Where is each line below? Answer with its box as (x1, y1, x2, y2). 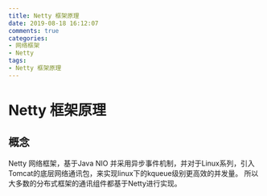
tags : (8, 57, 27, 65)
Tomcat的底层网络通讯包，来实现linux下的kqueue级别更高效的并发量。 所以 (8, 168, 259, 178)
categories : (8, 34, 48, 43)
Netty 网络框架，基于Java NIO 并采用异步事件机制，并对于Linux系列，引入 (8, 158, 255, 168)
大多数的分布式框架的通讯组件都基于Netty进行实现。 (8, 178, 183, 188)
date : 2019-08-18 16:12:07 (8, 19, 99, 27)
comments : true (8, 27, 60, 35)
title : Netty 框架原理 (8, 11, 80, 20)
